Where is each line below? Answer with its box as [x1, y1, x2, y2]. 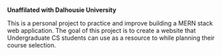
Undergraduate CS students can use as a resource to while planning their [7, 34, 215, 42]
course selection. [7, 41, 56, 49]
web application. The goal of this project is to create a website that [7, 27, 196, 34]
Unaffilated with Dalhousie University [7, 6, 117, 14]
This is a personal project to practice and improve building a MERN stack [7, 19, 213, 27]
